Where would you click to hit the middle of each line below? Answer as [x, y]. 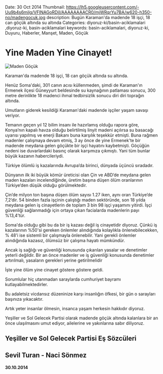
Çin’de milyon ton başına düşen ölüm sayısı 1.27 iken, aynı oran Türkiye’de [79, 194]
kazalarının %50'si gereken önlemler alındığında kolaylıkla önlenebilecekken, [82, 230]
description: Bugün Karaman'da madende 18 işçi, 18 [98, 17]
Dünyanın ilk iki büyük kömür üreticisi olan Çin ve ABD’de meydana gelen [78, 175]
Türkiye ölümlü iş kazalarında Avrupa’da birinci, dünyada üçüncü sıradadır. [80, 165]
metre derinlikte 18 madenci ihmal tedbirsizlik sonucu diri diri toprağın [75, 95]
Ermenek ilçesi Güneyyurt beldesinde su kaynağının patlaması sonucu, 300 [80, 90]
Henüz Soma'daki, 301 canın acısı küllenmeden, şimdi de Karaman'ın [74, 85]
